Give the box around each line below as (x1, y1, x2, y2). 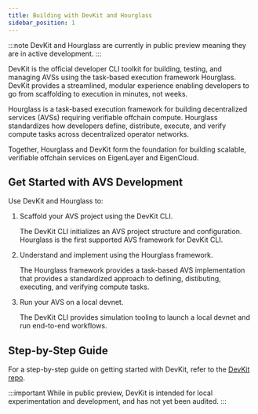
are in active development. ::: (8, 49, 102, 58)
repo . (8, 373, 26, 383)
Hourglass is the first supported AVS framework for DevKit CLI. (19, 235, 223, 244)
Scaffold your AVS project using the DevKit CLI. (19, 211, 173, 221)
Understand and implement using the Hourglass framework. (19, 251, 213, 260)
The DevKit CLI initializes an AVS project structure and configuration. (19, 227, 242, 236)
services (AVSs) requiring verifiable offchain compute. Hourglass (8, 112, 218, 122)
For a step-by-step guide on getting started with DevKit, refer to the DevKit (8, 365, 250, 374)
